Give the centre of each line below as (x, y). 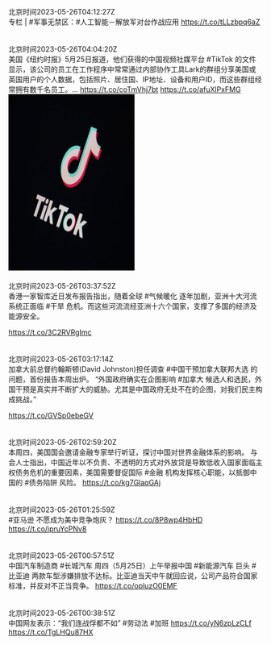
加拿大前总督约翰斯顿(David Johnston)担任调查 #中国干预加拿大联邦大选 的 (133, 369)
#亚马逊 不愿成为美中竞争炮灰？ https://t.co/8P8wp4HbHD (106, 520)
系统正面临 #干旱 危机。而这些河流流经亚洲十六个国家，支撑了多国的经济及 (133, 306)
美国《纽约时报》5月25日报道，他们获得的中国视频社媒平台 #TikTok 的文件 (132, 59)
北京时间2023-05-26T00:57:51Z (62, 556)
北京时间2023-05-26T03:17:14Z (61, 359)
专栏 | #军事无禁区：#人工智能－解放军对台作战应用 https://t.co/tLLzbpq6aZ (134, 22)
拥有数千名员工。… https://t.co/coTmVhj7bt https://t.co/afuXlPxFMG (128, 89)
